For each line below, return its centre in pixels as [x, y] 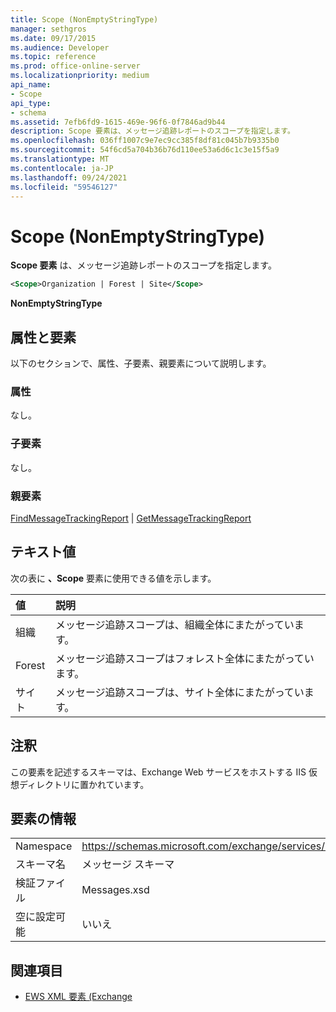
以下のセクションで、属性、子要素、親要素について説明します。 [141, 363]
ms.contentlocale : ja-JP [62, 168]
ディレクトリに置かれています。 [84, 784]
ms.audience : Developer [60, 47]
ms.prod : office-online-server [75, 66]
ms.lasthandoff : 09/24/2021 [69, 177]
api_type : [31, 103]
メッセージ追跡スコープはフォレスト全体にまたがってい [184, 658]
